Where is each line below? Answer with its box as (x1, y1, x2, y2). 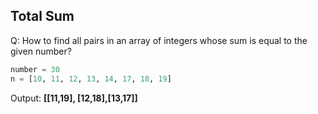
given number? (10, 45, 72, 57)
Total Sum (10, 8, 75, 25)
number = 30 (10, 64, 60, 74)
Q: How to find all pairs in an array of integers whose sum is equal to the (10, 34, 308, 46)
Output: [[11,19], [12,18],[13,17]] (10, 92, 138, 104)
